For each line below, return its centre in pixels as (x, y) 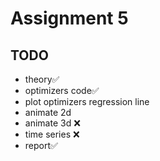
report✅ (41, 145)
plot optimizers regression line (87, 101)
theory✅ (42, 79)
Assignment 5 (69, 18)
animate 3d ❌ (52, 123)
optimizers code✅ (62, 90)
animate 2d (48, 112)
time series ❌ (52, 134)
